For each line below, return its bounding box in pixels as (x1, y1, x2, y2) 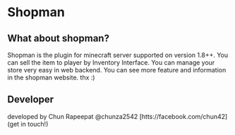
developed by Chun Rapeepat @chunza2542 (7, 112, 138, 120)
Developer (7, 94, 54, 105)
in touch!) (20, 120, 49, 128)
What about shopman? (7, 32, 109, 44)
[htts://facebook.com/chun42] (139, 112, 228, 120)
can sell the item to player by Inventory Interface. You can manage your (7, 58, 215, 67)
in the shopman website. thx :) (7, 73, 95, 82)
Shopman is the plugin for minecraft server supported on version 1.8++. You (7, 51, 228, 59)
